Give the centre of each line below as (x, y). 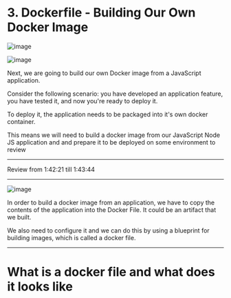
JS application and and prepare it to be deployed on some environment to (111, 142)
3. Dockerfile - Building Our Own (101, 13)
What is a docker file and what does (111, 272)
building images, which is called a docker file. (71, 237)
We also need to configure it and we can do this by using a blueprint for (108, 230)
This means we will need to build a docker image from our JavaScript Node (114, 135)
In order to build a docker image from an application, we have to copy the (111, 202)
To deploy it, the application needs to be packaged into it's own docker (108, 114)
